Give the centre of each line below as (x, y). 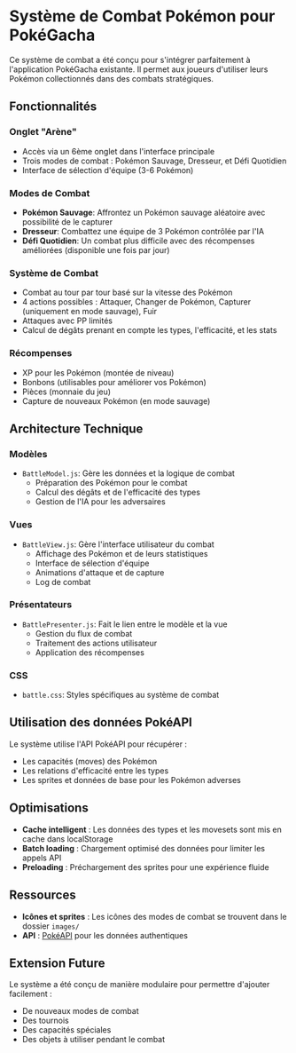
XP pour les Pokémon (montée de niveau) (98, 372)
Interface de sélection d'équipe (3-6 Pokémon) (108, 170)
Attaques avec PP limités (67, 321)
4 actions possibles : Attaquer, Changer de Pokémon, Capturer (136, 302)
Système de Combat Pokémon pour (142, 16)
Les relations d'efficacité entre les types (95, 771)
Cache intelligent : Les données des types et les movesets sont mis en (152, 829)
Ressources (43, 895)
